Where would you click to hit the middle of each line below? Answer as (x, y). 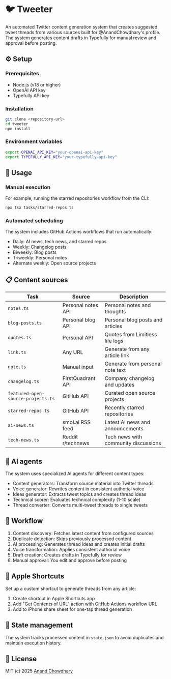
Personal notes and (128, 305)
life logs (114, 341)
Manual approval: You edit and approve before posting (70, 560)
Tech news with (123, 437)
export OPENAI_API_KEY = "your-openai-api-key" (54, 152)
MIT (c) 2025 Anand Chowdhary (39, 671)
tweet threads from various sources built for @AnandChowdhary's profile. (83, 32)
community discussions (133, 444)
